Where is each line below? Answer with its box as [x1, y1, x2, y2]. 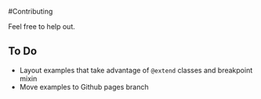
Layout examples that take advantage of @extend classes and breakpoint [19, 65, 253, 75]
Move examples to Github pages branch [19, 82, 149, 91]
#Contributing [8, 7, 53, 16]
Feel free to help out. [8, 22, 76, 31]
